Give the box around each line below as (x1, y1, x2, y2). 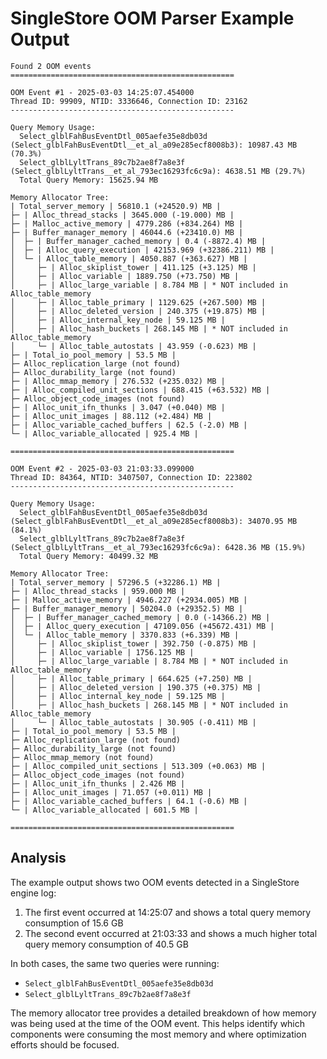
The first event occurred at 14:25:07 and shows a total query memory (24, 906, 312, 918)
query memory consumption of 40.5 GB (24, 938, 189, 950)
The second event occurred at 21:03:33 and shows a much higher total (24, 927, 318, 939)
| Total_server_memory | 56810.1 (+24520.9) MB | (10, 201, 222, 211)
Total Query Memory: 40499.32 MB (19, 551, 159, 561)
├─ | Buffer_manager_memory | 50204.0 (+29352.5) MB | (10, 603, 244, 614)
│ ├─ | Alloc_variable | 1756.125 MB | (10, 647, 195, 657)
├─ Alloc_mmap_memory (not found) (10, 752, 155, 762)
